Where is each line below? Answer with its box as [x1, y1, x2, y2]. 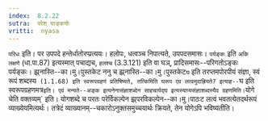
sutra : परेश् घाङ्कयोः [8, 19, 70, 27]
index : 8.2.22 [8, 11, 60, 20]
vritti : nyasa [8, 27, 60, 35]
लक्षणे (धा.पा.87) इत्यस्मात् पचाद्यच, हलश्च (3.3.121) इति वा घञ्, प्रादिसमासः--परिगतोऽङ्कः [8, 58, 239, 68]
